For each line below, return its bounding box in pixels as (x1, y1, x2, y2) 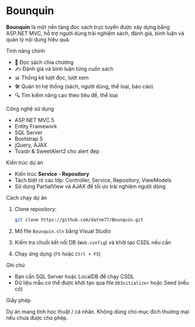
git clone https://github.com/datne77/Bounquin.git (14, 217, 143, 223)
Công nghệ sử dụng (6, 105, 54, 112)
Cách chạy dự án (6, 194, 47, 201)
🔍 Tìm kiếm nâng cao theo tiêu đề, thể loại (14, 91, 118, 98)
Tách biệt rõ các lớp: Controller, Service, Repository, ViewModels (14, 176, 172, 183)
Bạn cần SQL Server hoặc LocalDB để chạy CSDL (14, 272, 135, 280)
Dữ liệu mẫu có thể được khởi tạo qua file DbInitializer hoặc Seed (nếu (14, 279, 189, 286)
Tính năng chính (6, 47, 46, 54)
